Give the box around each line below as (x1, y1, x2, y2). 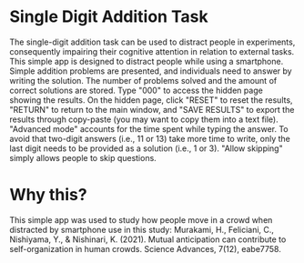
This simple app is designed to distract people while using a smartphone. (9, 56, 284, 66)
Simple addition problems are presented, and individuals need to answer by (9, 66, 293, 76)
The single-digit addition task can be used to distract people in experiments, (9, 36, 296, 47)
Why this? (9, 185, 88, 206)
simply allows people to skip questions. (9, 152, 157, 163)
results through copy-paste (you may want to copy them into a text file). (9, 114, 279, 125)
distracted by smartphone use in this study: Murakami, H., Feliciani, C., (9, 224, 275, 235)
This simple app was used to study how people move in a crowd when (9, 214, 273, 225)
